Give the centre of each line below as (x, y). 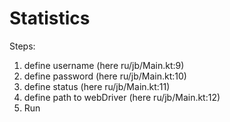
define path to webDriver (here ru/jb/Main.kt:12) (122, 97)
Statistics (50, 18)
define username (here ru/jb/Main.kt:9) (104, 65)
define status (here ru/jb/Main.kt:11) (97, 86)
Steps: (22, 46)
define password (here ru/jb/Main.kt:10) (105, 76)
